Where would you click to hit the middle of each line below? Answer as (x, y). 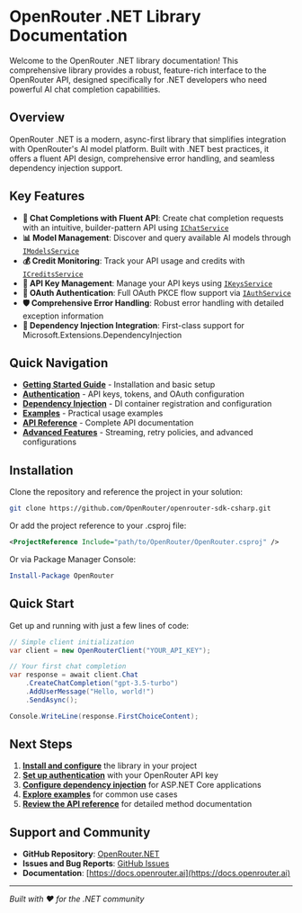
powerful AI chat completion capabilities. (85, 89)
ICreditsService (53, 274)
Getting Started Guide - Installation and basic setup (119, 385)
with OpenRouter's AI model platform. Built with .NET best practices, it (139, 148)
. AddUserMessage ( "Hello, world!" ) (90, 692)
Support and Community (80, 832)
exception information (63, 316)
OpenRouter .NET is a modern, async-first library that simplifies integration (148, 139)
